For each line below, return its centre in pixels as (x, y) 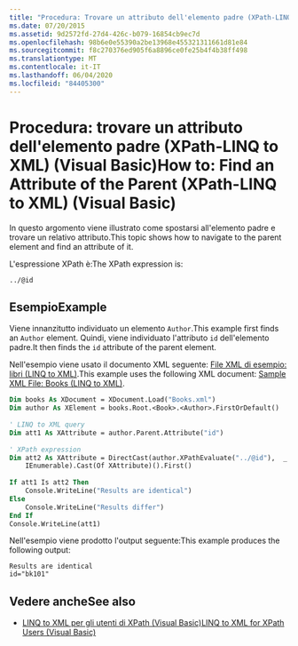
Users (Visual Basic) (59, 633)
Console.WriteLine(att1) (55, 524)
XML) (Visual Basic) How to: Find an (142, 165)
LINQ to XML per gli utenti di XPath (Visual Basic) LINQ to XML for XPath (153, 623)
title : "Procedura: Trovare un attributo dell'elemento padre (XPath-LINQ (150, 17)
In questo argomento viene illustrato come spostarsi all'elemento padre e (142, 227)
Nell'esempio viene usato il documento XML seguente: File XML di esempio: (148, 364)
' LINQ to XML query (47, 425)
